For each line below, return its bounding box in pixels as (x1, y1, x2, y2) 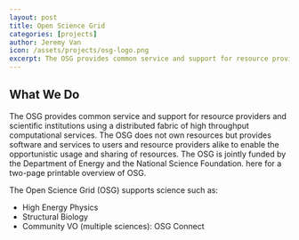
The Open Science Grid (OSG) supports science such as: (9, 184, 218, 196)
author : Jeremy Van (9, 37, 82, 47)
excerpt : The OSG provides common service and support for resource (9, 54, 269, 63)
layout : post (9, 12, 58, 22)
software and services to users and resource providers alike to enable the (9, 139, 279, 149)
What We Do (9, 87, 80, 102)
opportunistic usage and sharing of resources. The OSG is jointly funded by (9, 148, 287, 159)
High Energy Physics (21, 202, 99, 212)
